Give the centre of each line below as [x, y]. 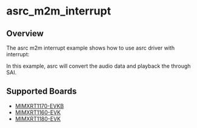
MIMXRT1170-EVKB [39, 106]
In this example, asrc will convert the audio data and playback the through [98, 66]
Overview [25, 34]
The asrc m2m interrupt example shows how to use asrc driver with [90, 48]
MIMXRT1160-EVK [38, 112]
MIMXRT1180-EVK [38, 118]
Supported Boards [42, 91]
